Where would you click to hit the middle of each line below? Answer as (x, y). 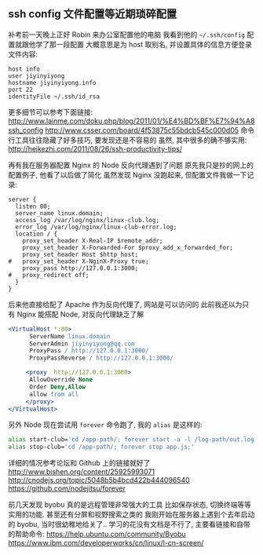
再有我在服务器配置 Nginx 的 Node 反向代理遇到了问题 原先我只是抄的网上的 (131, 165)
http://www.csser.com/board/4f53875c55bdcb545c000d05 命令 (150, 130)
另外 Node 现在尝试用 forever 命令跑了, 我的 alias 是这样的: (105, 425)
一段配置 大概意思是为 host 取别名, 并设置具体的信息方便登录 (154, 44)
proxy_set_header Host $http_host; (80, 254)
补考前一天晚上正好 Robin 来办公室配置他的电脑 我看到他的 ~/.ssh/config (127, 35)
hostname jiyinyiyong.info (52, 82)
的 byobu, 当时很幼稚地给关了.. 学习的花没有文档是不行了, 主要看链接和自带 (130, 524)
